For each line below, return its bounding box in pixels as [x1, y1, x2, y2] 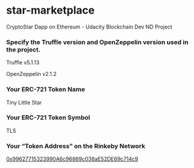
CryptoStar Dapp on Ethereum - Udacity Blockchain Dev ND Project [6, 23, 173, 30]
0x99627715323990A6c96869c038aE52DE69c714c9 [6, 156, 138, 163]
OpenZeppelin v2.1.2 [6, 71, 57, 78]
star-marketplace [6, 4, 95, 17]
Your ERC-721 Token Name [6, 85, 85, 94]
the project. [6, 45, 41, 53]
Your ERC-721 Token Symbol [6, 113, 91, 122]
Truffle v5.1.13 [6, 59, 40, 66]
